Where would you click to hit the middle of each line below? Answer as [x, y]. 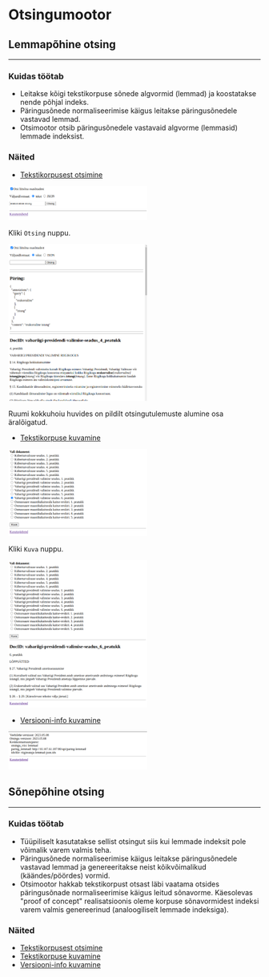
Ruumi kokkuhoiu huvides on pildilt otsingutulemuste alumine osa [116, 414]
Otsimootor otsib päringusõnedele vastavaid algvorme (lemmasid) [129, 128]
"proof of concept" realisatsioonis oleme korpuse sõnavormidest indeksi [139, 901]
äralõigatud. [28, 422]
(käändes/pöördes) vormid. [65, 875]
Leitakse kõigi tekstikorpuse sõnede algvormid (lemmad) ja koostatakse [138, 94]
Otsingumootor [60, 15]
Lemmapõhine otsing [62, 44]
